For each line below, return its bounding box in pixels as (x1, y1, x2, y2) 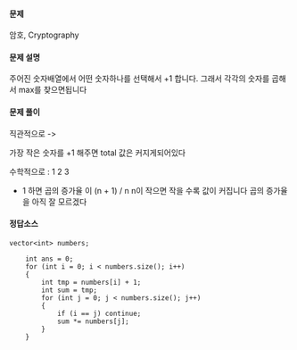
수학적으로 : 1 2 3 (9, 166, 70, 177)
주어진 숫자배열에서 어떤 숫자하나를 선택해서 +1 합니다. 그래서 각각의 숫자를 (9, 73, 270, 84)
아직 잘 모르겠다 (31, 196, 87, 207)
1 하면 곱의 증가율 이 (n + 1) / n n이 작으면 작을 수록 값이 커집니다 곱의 (21, 185, 265, 196)
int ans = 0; (25, 254, 74, 263)
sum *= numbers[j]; (56, 317, 129, 326)
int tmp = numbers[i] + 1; (41, 278, 142, 287)
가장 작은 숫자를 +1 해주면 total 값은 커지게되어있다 (9, 147, 186, 158)
